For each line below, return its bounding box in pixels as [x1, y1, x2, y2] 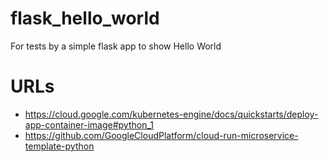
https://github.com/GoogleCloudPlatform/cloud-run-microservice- [24, 129, 299, 141]
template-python [24, 140, 95, 152]
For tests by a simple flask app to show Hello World [10, 40, 222, 52]
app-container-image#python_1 [24, 118, 154, 131]
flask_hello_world [10, 7, 160, 30]
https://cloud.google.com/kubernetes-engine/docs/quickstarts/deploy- [24, 108, 319, 120]
